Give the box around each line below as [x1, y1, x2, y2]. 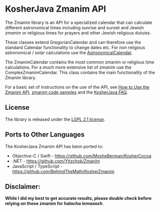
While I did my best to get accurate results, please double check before [5, 195, 152, 201]
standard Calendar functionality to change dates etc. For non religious [5, 44, 145, 50]
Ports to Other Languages [5, 131, 85, 139]
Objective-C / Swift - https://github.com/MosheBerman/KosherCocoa [12, 153, 152, 159]
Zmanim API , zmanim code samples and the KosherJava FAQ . [5, 89, 128, 95]
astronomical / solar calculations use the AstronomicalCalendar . [5, 50, 133, 56]
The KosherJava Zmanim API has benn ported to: [5, 143, 104, 149]
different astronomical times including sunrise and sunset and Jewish [5, 24, 144, 30]
